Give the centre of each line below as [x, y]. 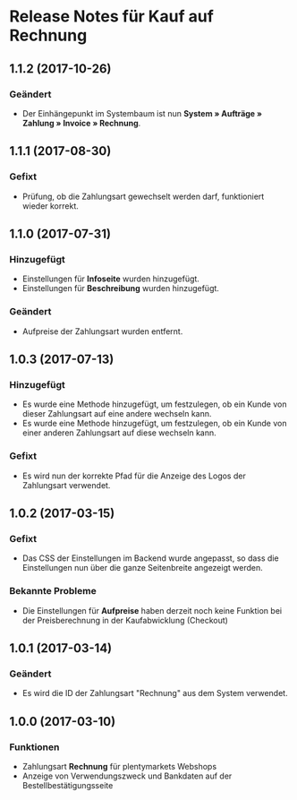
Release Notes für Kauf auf [112, 17]
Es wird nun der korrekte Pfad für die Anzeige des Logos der [134, 476]
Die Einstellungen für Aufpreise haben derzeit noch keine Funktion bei [152, 610]
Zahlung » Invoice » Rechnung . [81, 123]
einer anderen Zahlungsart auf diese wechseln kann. [119, 433]
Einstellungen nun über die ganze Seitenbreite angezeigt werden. [142, 568]
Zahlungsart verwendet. [66, 485]
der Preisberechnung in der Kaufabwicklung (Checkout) [125, 620]
